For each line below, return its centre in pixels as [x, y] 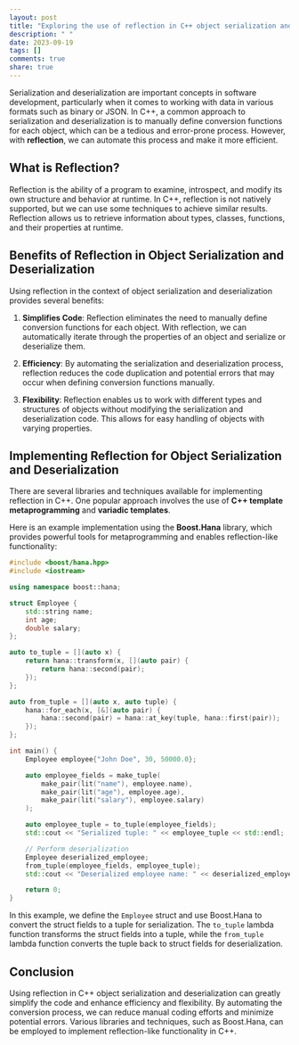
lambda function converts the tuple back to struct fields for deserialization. [146, 944]
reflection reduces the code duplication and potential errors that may [148, 373]
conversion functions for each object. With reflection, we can [134, 327]
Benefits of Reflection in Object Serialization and [147, 255]
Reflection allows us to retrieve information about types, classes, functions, [147, 218]
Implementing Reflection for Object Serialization [145, 456]
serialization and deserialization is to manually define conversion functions [146, 120]
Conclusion [42, 971]
